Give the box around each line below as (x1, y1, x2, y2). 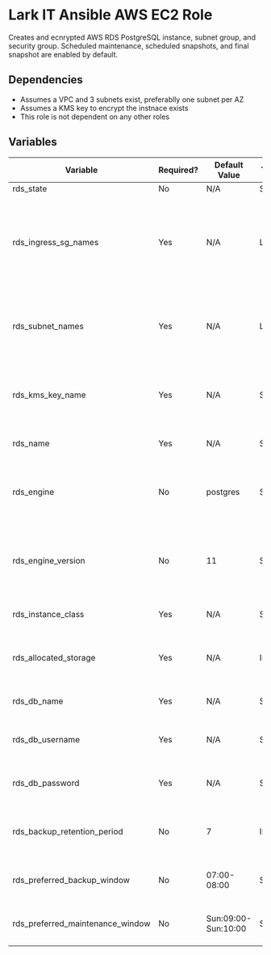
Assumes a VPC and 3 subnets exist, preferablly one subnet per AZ (19, 95, 244, 104)
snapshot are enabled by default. (8, 49, 119, 59)
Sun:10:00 (206, 923, 247, 934)
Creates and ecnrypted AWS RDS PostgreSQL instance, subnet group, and (8, 32, 256, 42)
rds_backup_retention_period (12, 826, 123, 837)
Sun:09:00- (206, 912, 252, 923)
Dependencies (8, 73, 83, 87)
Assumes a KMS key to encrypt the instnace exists (19, 103, 189, 112)
